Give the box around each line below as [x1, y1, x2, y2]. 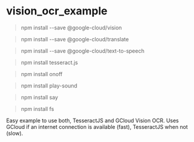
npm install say [20, 93, 59, 101]
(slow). [6, 129, 23, 137]
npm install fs [20, 105, 54, 112]
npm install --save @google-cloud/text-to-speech [20, 47, 145, 55]
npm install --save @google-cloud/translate [20, 35, 129, 43]
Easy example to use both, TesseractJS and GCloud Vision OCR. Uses [6, 117, 179, 124]
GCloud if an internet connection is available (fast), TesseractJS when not [6, 123, 188, 130]
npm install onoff [20, 70, 63, 77]
